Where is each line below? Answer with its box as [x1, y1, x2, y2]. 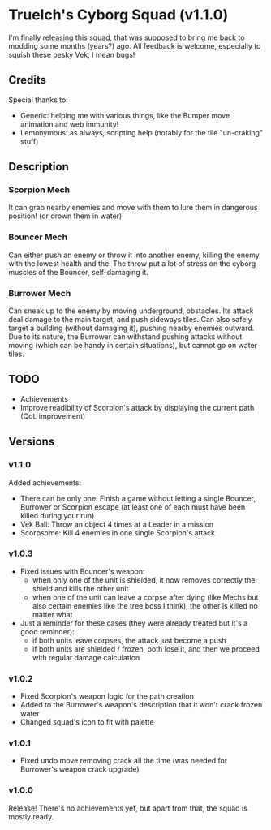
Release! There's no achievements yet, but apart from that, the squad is [8, 803, 247, 813]
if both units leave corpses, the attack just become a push [32, 635, 226, 645]
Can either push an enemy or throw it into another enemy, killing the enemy [8, 250, 260, 260]
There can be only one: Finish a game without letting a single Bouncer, [19, 493, 256, 503]
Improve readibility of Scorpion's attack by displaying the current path [19, 402, 255, 412]
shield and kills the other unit [32, 583, 129, 593]
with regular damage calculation [32, 652, 140, 662]
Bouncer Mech [8, 231, 67, 243]
